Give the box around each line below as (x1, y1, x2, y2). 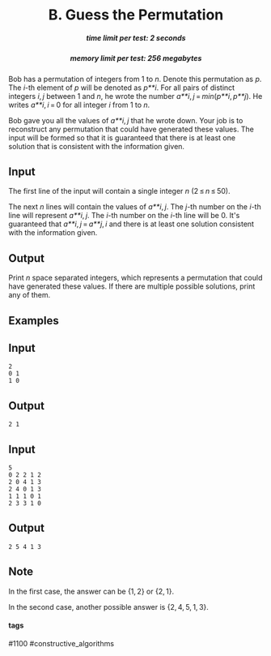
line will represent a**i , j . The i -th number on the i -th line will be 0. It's (8, 211, 240, 221)
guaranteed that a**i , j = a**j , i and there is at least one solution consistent (8, 219, 255, 229)
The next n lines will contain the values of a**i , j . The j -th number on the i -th (8, 202, 261, 212)
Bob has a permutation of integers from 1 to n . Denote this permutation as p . (8, 74, 262, 84)
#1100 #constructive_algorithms (8, 638, 115, 648)
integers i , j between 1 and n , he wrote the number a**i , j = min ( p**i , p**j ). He (8, 91, 263, 101)
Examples (8, 314, 59, 328)
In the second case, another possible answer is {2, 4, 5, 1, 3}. (8, 602, 209, 611)
